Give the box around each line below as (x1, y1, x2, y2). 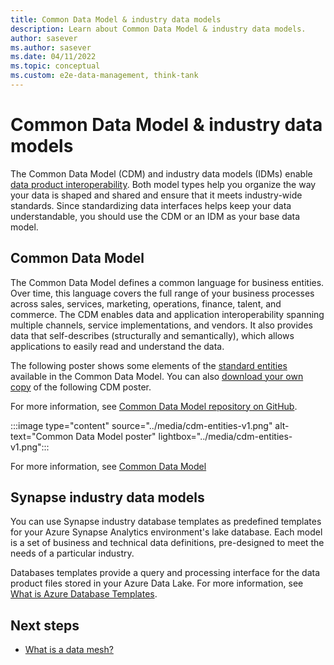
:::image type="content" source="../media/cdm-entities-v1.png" (10, 419, 273, 431)
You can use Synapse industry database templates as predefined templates (10, 516, 322, 528)
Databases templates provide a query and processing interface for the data (10, 567, 321, 579)
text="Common (10, 430, 74, 442)
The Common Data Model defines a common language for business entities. (10, 276, 325, 288)
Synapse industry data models (10, 489, 205, 506)
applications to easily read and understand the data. (10, 340, 225, 352)
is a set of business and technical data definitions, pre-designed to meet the (10, 537, 325, 549)
